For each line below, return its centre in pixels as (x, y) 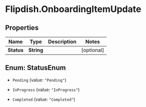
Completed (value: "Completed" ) (44, 99)
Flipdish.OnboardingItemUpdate (73, 9)
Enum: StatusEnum (36, 68)
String (36, 50)
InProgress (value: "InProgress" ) (46, 89)
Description (62, 42)
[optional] (93, 50)
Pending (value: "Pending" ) (39, 80)
